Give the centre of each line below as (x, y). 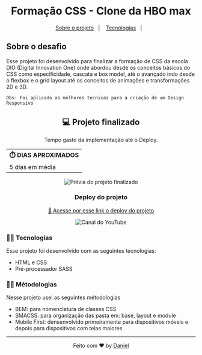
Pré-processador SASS (44, 269)
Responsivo (20, 103)
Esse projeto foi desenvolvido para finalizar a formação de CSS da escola (97, 61)
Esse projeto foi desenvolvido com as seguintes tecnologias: (81, 251)
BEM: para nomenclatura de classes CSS (66, 309)
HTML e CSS (31, 262)
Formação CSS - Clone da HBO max (101, 11)
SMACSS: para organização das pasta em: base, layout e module (95, 316)
